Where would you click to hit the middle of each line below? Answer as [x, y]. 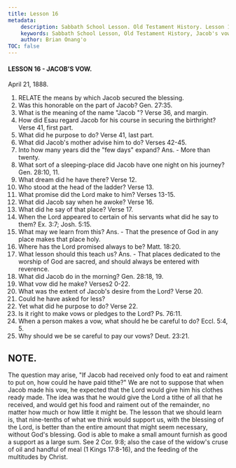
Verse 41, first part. [46, 128]
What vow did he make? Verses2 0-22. [74, 284]
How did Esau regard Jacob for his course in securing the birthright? [117, 121]
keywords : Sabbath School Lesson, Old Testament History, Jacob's [119, 33]
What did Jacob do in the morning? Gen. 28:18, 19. [91, 277]
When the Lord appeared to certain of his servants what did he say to [118, 217]
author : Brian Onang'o [54, 40]
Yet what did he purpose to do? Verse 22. [78, 306]
